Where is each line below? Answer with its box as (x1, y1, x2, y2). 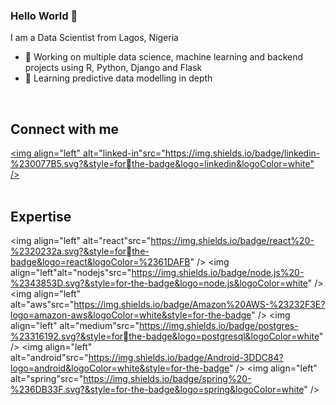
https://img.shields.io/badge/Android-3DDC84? (88, 351, 284, 363)
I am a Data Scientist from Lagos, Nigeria (10, 32, 179, 44)
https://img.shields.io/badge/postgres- (139, 319, 299, 331)
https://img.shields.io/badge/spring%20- (83, 372, 252, 384)
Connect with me (10, 120, 120, 138)
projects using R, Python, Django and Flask (24, 62, 203, 74)
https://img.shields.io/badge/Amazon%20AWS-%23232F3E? (73, 298, 326, 310)
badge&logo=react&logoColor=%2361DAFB (10, 255, 191, 268)
